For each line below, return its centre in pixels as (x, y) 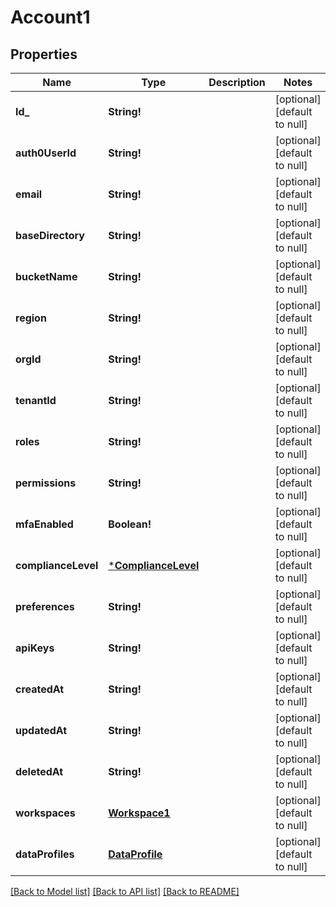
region (31, 318)
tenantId (36, 400)
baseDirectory (50, 235)
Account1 (50, 17)
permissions (46, 483)
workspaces (45, 813)
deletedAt (39, 771)
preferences (45, 606)
